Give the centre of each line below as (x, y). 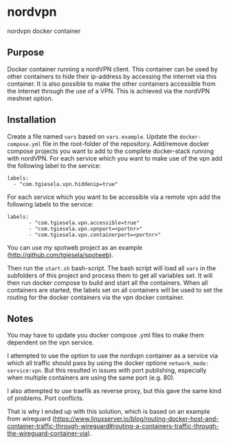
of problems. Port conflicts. (46, 398)
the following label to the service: (54, 165)
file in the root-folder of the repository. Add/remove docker (126, 143)
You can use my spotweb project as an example (75, 247)
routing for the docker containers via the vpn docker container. (96, 297)
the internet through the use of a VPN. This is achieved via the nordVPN (109, 91)
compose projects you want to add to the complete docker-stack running (111, 151)
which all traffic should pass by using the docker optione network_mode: (108, 363)
